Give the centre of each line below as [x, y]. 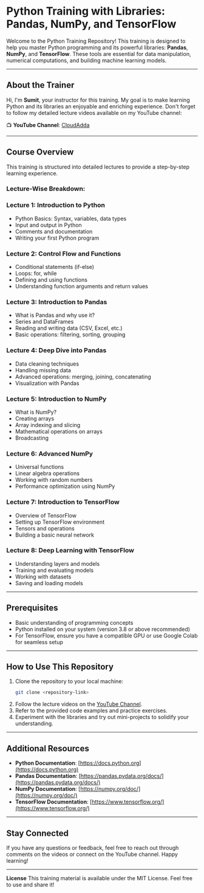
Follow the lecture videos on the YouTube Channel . [79, 704]
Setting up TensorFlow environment [60, 522]
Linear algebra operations [47, 473]
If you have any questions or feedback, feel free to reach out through [93, 847]
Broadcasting [32, 438]
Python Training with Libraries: [86, 11]
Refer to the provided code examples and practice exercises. [91, 711]
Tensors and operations [45, 528]
